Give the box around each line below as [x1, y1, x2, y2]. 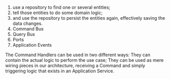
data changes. [12, 20, 43, 26]
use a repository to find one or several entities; [12, 5, 111, 10]
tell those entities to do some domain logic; [12, 10, 103, 16]
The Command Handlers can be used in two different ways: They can [5, 52, 151, 58]
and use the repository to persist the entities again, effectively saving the [12, 15, 165, 21]
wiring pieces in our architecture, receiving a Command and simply [5, 63, 146, 68]
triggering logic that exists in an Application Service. [5, 68, 115, 74]
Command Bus [12, 26, 44, 32]
